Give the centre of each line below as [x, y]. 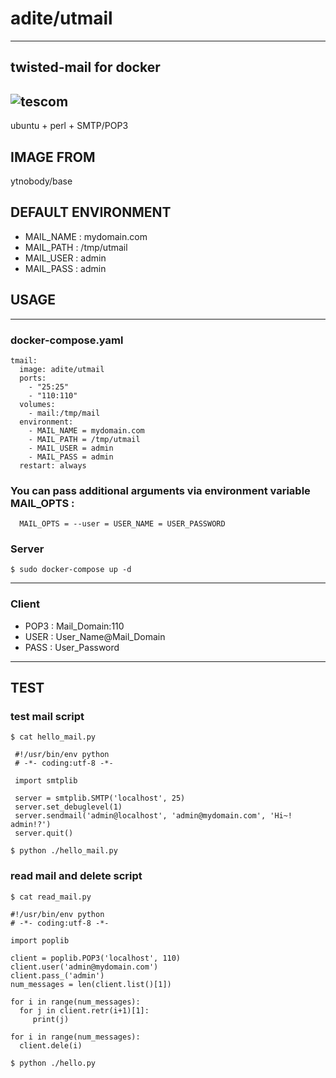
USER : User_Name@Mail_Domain [95, 636]
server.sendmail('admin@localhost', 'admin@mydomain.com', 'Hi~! [153, 816]
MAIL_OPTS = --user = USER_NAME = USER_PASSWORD [122, 524]
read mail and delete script [76, 876]
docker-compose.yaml [67, 340]
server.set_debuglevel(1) [68, 807]
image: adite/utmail [62, 369]
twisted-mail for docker [85, 67]
